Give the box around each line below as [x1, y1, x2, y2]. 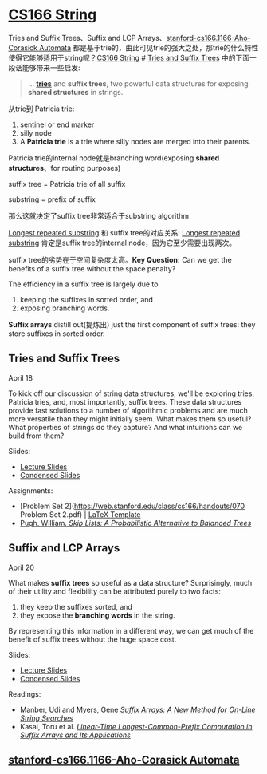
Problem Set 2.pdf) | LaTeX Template [19, 509, 141, 519]
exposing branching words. [19, 303, 110, 313]
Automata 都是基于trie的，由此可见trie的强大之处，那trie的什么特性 [39, 42, 259, 53]
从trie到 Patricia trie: [8, 104, 75, 113]
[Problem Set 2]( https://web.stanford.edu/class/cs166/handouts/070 [19, 501, 245, 511]
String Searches [19, 713, 73, 723]
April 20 [8, 563, 34, 572]
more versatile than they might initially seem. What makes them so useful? [8, 413, 252, 424]
